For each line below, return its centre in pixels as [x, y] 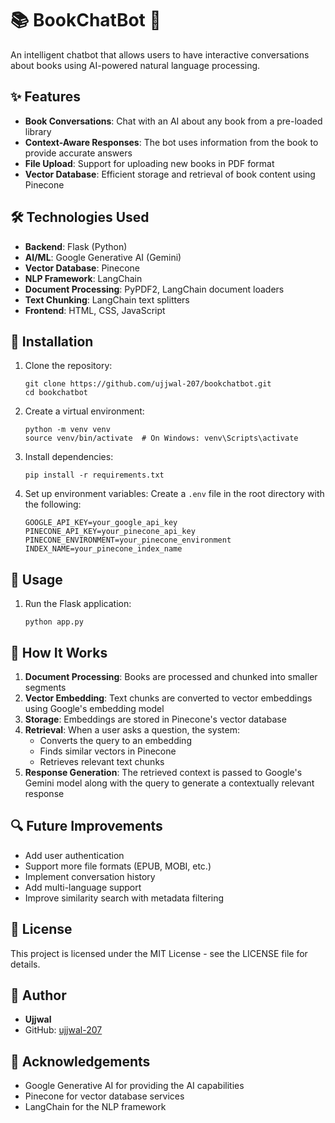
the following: [53, 504]
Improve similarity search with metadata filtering [124, 898]
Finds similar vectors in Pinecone [108, 751]
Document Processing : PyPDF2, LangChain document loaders [154, 289]
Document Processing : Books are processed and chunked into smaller [171, 676]
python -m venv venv [67, 430]
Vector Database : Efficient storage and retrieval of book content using [170, 174]
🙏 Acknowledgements [80, 1061]
